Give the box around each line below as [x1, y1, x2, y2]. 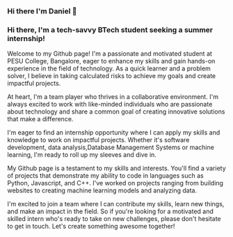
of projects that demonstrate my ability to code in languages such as [7, 171, 204, 180]
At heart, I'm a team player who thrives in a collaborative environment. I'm [7, 93, 219, 101]
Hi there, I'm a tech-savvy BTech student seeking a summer [7, 24, 214, 34]
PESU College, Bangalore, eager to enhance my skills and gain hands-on [7, 57, 216, 66]
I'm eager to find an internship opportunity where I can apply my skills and [7, 128, 220, 137]
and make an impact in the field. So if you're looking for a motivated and [7, 207, 214, 215]
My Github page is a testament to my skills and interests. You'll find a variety [7, 164, 226, 173]
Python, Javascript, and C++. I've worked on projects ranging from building [7, 179, 224, 188]
